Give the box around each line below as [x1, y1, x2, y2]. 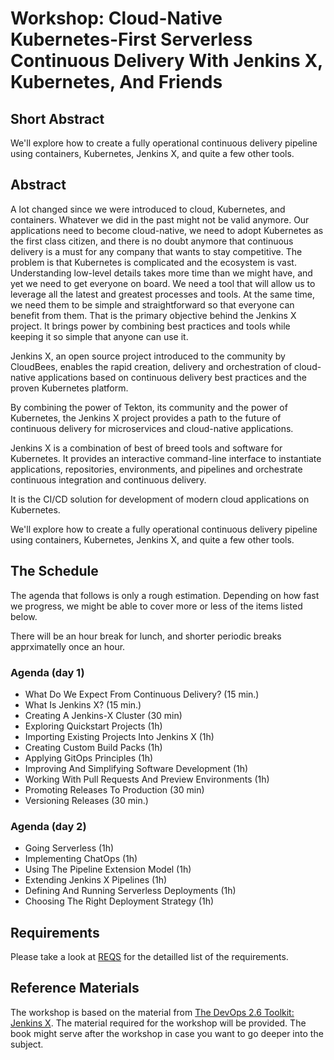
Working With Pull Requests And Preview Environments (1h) [24, 773, 270, 785]
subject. [10, 1038, 44, 1050]
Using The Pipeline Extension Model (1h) [24, 863, 192, 876]
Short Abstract [10, 110, 105, 127]
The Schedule [10, 563, 99, 580]
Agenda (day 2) [10, 819, 87, 833]
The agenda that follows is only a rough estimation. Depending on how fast [10, 589, 320, 601]
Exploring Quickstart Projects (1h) [24, 720, 163, 732]
